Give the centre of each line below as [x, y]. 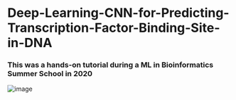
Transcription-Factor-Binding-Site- [114, 28]
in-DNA [30, 43]
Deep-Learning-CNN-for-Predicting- [118, 13]
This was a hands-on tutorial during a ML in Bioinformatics [111, 65]
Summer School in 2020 [50, 74]
